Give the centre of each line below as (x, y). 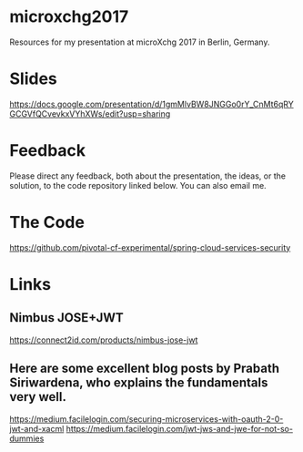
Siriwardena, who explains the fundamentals (139, 383)
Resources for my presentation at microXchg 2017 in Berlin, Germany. (140, 42)
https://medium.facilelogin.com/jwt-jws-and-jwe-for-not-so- (180, 428)
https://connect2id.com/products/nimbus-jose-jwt (104, 340)
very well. (38, 397)
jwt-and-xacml (37, 428)
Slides (33, 79)
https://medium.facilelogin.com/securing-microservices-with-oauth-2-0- (146, 419)
